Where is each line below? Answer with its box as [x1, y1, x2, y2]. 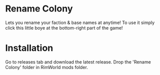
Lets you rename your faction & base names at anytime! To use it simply [5, 19, 155, 25]
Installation [5, 42, 54, 54]
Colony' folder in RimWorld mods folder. [5, 64, 88, 70]
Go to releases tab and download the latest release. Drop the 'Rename [5, 58, 151, 65]
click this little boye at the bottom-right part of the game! [5, 24, 123, 30]
